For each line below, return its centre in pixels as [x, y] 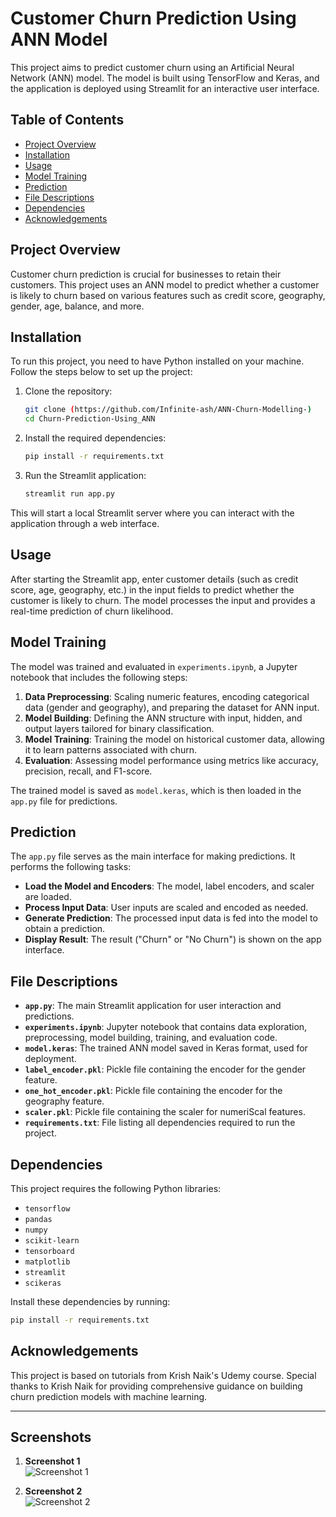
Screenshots [51, 1437]
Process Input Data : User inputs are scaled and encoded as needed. [166, 908]
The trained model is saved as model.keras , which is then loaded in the [156, 790]
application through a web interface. [85, 523]
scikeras [43, 1283]
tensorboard [49, 1251]
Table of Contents [67, 120]
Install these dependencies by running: [90, 1301]
